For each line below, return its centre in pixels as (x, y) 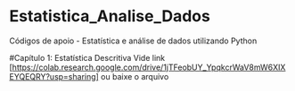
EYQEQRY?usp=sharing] (54, 76)
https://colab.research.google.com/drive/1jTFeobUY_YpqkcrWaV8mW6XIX (149, 67)
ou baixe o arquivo (135, 76)
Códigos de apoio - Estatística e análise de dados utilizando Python (133, 41)
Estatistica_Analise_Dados (110, 16)
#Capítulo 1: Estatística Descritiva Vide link (87, 57)
